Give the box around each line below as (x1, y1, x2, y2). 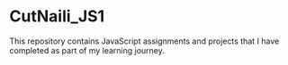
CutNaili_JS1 (9, 6, 105, 27)
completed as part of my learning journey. (9, 45, 165, 55)
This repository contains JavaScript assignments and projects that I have (9, 36, 280, 46)
